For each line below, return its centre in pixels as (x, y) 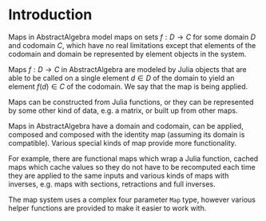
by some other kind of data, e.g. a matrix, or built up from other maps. (123, 110)
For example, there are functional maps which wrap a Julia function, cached (133, 159)
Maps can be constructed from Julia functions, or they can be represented (131, 102)
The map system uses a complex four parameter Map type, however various (132, 199)
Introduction (50, 15)
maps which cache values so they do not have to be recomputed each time (132, 167)
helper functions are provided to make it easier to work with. (107, 208)
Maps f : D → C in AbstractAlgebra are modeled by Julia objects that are (127, 69)
